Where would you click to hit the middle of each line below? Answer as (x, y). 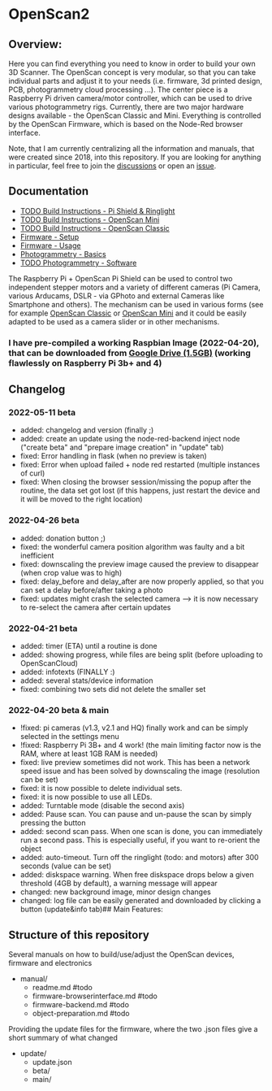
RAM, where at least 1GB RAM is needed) (89, 754)
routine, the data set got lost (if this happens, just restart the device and (140, 491)
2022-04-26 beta (44, 520)
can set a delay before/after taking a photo (92, 589)
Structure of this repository (79, 935)
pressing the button (53, 823)
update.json (52, 1063)
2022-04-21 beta (43, 628)
